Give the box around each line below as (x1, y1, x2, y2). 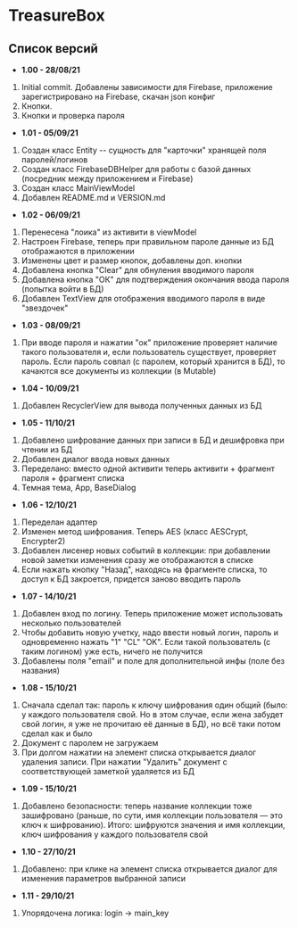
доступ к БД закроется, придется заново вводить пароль (21, 574, 242, 584)
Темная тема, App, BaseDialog (21, 483, 137, 492)
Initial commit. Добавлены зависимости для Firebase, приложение (21, 82, 273, 92)
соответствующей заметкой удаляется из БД (21, 766, 195, 776)
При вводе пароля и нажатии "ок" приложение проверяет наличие (21, 337, 278, 348)
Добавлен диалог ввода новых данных (21, 454, 170, 464)
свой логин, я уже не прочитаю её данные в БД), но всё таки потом (21, 719, 282, 729)
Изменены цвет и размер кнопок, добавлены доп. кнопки (21, 255, 243, 266)
